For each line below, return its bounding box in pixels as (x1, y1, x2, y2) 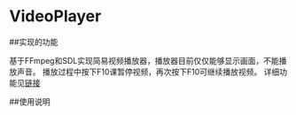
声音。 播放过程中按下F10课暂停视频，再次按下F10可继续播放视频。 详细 (16, 66, 280, 77)
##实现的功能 (9, 36, 58, 47)
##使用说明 (9, 96, 51, 107)
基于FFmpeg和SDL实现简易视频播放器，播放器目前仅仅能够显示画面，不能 (9, 55, 279, 65)
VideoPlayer (9, 6, 102, 27)
